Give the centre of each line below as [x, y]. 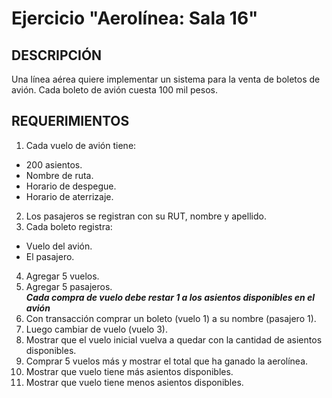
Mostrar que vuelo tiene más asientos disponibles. [129, 371]
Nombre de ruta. [59, 175]
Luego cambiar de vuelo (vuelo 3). [96, 329]
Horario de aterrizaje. [69, 196]
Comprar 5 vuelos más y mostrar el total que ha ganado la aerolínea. [167, 361]
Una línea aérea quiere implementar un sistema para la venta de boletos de [166, 79]
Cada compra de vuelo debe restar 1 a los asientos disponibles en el [170, 297]
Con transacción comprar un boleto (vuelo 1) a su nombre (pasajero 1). [171, 318]
